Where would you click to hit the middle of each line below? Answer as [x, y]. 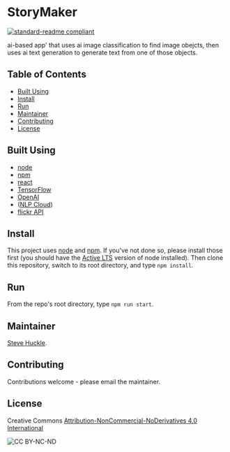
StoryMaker [43, 12]
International [25, 428]
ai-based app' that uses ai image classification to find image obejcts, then [113, 45]
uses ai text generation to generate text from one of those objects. [102, 52]
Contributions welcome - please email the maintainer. [84, 381]
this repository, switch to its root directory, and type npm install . [100, 265]
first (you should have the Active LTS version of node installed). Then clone [115, 258]
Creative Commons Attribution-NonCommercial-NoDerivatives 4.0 [102, 421]
